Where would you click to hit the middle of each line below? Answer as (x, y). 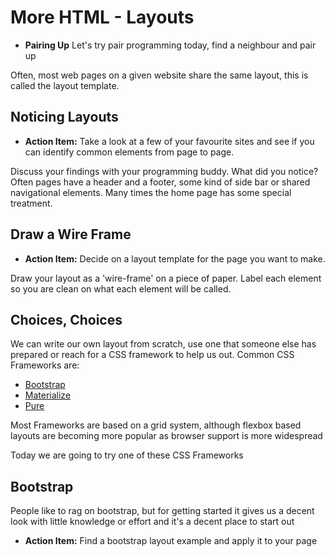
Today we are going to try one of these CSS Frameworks (127, 455)
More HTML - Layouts (102, 17)
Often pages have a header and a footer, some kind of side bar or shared (160, 182)
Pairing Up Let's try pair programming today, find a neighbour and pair (170, 45)
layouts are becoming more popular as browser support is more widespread (166, 436)
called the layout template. (65, 85)
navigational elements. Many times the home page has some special (151, 192)
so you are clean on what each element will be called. (121, 288)
